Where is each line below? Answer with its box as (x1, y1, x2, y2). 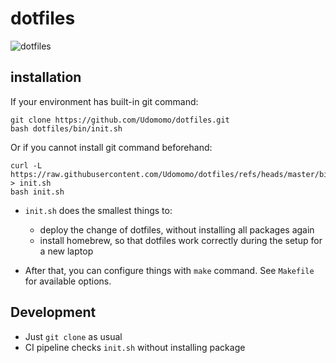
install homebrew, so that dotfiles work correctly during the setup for (39, 234, 323, 246)
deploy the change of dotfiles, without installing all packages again (39, 223, 315, 236)
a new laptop (39, 245, 94, 257)
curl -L (10, 160, 43, 171)
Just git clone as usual (24, 330, 123, 342)
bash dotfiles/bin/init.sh (10, 123, 123, 134)
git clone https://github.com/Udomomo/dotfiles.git (10, 115, 230, 125)
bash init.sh (10, 187, 65, 197)
